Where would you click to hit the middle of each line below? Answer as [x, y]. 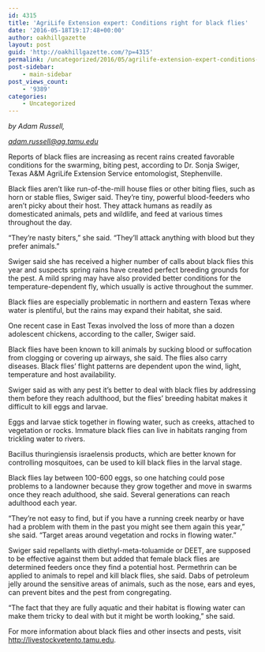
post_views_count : [38, 81]
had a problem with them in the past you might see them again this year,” [127, 527]
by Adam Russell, [37, 126]
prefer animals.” [34, 247]
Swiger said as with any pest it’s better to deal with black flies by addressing [132, 390]
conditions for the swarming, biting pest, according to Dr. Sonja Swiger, [124, 165]
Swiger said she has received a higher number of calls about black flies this [131, 262]
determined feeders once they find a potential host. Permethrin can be [123, 567]
